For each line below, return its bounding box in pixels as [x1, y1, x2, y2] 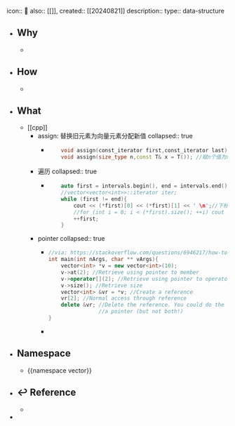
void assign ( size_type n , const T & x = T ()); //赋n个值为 [60, 154, 227, 161]
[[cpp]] [27, 124, 48, 132]
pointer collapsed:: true [37, 234, 105, 243]
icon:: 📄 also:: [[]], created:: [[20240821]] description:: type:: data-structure [6, 7, 225, 15]
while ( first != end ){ [60, 195, 128, 203]
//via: [48, 249, 68, 256]
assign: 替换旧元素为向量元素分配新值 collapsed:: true [37, 132, 194, 140]
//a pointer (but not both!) [98, 308, 184, 315]
